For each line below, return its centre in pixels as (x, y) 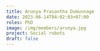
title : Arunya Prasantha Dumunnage (50, 11)
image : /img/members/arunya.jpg (46, 28)
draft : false (22, 39)
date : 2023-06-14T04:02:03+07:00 (48, 17)
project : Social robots (36, 33)
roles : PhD (20, 22)
